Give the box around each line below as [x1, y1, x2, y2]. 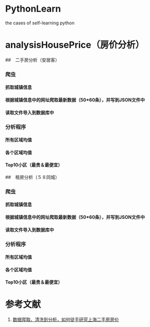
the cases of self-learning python [5, 20, 75, 26]
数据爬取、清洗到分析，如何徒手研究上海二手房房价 [12, 316, 119, 322]
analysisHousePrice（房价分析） [5, 39, 144, 51]
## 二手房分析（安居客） [5, 57, 60, 63]
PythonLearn [5, 3, 61, 15]
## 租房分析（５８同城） [5, 174, 60, 180]
